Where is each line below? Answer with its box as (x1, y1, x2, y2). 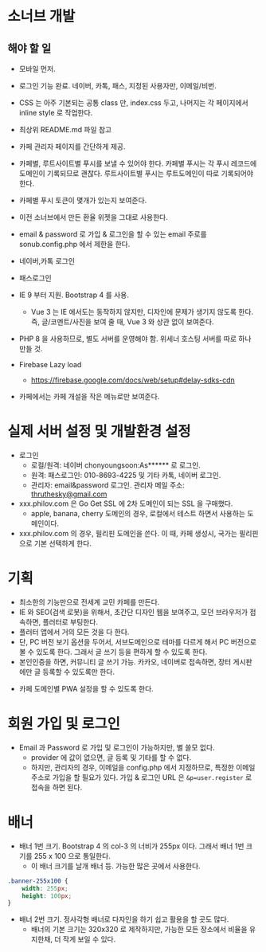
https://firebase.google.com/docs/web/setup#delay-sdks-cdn (30, 375, 236, 385)
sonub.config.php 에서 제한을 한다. (18, 240, 131, 249)
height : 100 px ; (22, 891, 72, 900)
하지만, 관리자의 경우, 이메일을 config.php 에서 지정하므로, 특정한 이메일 (30, 762, 256, 772)
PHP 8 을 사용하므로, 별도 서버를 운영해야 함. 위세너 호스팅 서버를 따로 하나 (18, 334, 252, 343)
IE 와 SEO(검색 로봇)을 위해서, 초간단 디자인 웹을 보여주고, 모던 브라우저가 (18, 607, 248, 617)
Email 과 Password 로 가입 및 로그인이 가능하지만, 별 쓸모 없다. (18, 742, 216, 752)
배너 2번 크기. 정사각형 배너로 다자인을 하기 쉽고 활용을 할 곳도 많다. (18, 915, 229, 924)
